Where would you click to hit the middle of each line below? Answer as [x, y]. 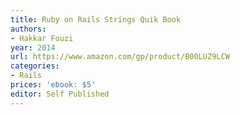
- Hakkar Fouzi [42, 38]
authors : [28, 29]
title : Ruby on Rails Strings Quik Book [96, 19]
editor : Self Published [60, 94]
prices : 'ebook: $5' [53, 85]
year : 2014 [33, 47]
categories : [35, 66]
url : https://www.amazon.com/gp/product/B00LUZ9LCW [120, 57]
